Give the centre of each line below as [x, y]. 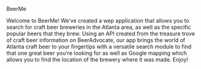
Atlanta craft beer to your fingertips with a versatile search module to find [99, 46]
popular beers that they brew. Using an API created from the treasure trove [101, 34]
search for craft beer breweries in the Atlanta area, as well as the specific [99, 27]
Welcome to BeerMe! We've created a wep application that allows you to [98, 20]
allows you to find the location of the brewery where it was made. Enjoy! [97, 60]
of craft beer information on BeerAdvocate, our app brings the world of [96, 40]
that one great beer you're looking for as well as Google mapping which [97, 53]
